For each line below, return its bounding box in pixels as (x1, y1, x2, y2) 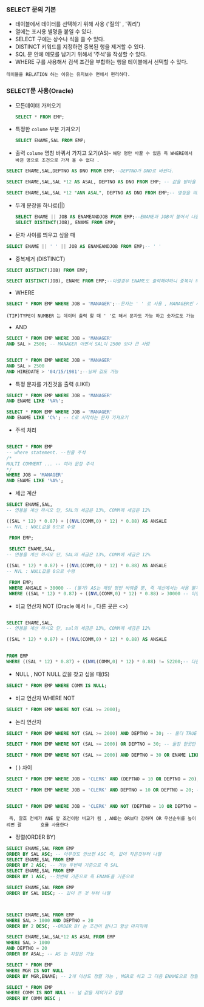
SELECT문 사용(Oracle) (6, 87, 74, 95)
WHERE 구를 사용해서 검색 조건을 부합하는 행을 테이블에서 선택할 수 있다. (15, 58, 188, 66)
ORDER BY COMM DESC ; (6, 995, 61, 1002)
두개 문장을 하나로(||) (15, 202, 66, 209)
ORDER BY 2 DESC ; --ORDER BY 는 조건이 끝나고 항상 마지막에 (6, 923, 148, 929)
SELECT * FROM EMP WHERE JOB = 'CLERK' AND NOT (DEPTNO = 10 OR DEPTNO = (6, 803, 197, 809)
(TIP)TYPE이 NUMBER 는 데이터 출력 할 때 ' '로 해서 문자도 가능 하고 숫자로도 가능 (6, 313, 195, 319)
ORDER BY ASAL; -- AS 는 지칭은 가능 (6, 951, 94, 957)
